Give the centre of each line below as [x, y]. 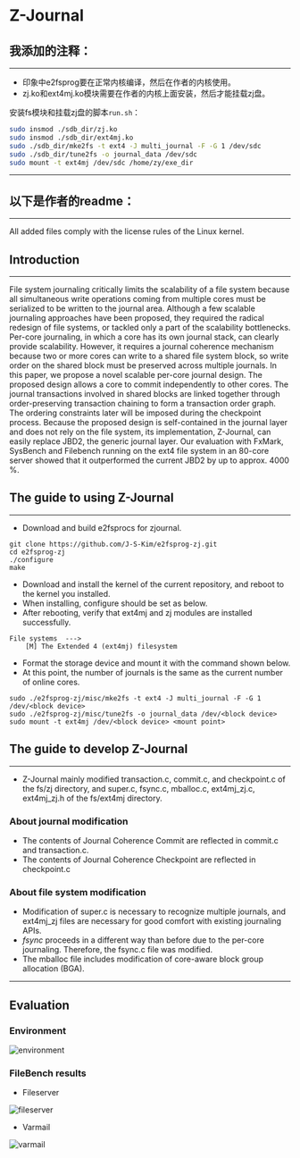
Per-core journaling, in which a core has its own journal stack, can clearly [144, 337]
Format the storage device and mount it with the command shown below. [156, 663]
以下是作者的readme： [72, 201]
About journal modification [69, 821]
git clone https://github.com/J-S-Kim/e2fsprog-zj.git [113, 544]
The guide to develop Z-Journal [99, 749]
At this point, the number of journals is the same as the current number [153, 672]
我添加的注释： [50, 50]
